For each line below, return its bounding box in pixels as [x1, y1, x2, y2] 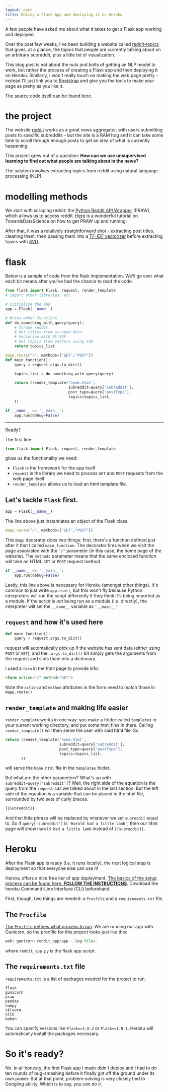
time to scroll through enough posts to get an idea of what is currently [5, 138, 150, 144]
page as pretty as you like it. [5, 83, 64, 89]
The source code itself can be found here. [5, 93, 93, 99]
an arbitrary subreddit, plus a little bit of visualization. [5, 51, 116, 58]
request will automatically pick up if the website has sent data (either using [5, 645, 160, 651]
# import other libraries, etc [5, 293, 71, 298]
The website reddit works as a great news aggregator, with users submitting [5, 127, 163, 133]
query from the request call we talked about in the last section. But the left [5, 785, 159, 791]
